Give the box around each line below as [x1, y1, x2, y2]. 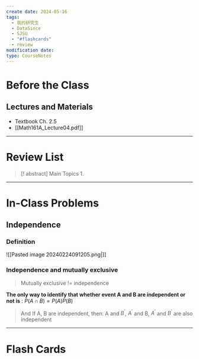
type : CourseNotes [6, 53, 52, 59]
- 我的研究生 [11, 20, 40, 26]
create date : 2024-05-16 [6, 8, 68, 15]
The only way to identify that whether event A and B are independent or [6, 291, 186, 298]
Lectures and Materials [6, 102, 93, 112]
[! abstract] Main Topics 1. [20, 170, 84, 177]
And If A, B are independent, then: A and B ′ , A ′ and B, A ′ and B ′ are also [20, 309, 193, 317]
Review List [6, 150, 64, 164]
